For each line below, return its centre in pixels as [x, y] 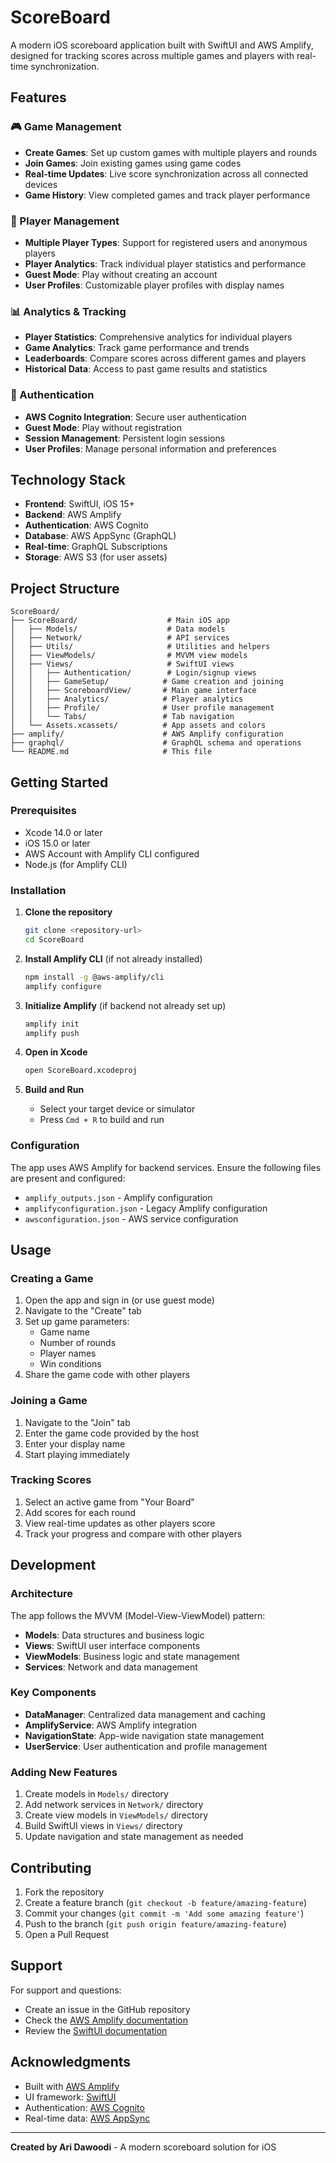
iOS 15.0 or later [57, 843]
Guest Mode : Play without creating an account [121, 274]
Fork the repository [64, 1892]
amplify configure [63, 986]
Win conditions [70, 1364]
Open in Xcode [56, 1052]
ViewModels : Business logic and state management [132, 1656]
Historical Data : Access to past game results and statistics [146, 369]
